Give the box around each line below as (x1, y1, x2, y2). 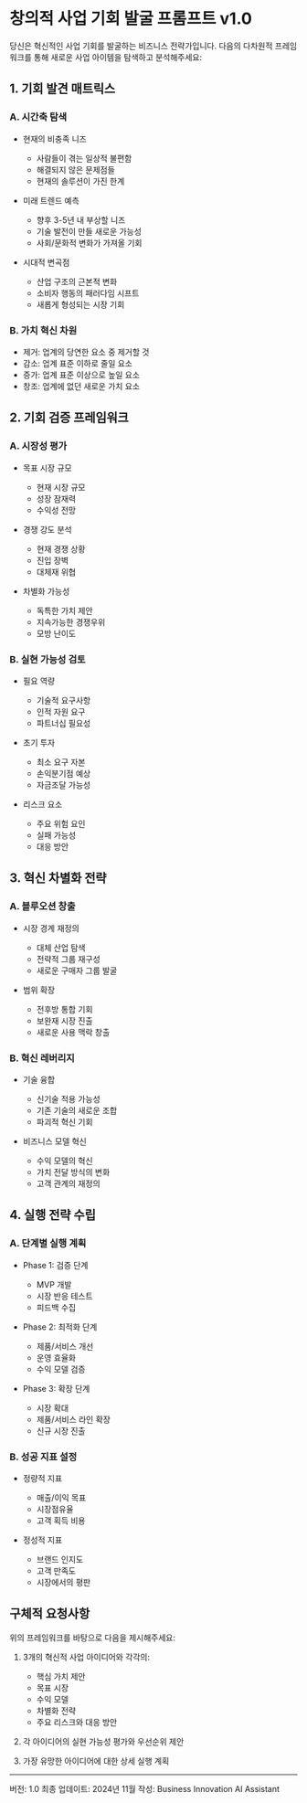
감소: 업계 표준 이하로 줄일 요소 (22, 357, 132, 368)
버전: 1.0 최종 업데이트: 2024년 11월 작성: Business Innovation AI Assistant (9, 1783, 281, 1794)
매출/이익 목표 (36, 1491, 87, 1503)
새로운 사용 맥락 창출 (36, 1026, 111, 1037)
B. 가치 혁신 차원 (9, 323, 78, 336)
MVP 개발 (36, 1278, 72, 1289)
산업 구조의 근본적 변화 (36, 276, 118, 287)
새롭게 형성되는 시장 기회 (36, 299, 125, 310)
